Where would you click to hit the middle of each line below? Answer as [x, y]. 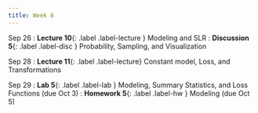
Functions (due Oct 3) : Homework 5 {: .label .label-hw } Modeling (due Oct [129, 93]
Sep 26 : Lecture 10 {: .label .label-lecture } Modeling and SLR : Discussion [129, 38]
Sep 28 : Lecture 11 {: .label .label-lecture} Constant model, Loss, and [119, 61]
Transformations [35, 69]
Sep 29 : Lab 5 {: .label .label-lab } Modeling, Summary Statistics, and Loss [128, 85]
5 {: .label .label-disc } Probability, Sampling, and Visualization [107, 46]
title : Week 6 [31, 15]
